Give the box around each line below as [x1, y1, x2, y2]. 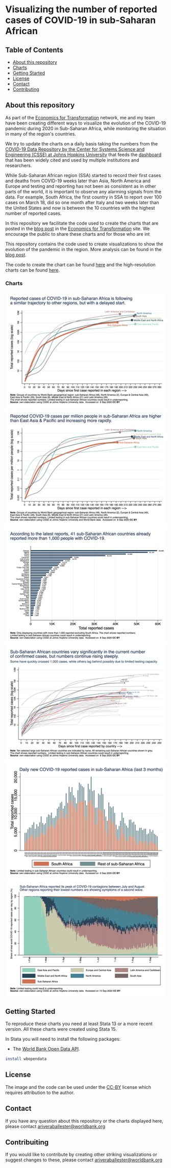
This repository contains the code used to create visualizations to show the [5, 241, 163, 247]
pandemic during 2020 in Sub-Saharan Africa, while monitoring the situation [5, 125, 166, 131]
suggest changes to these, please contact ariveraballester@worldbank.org [5, 1157, 162, 1163]
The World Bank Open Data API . [12, 1046, 80, 1052]
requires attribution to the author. [5, 1089, 75, 1096]
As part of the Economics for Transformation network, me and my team [5, 114, 155, 120]
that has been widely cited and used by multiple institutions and [5, 157, 139, 163]
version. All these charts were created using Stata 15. [5, 1026, 117, 1032]
